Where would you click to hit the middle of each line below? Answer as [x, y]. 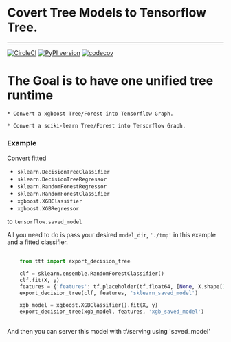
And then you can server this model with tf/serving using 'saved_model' [109, 332]
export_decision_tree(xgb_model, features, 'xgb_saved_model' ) [112, 312]
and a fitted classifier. [38, 242]
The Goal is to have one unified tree [110, 81]
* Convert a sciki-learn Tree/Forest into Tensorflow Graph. [97, 125]
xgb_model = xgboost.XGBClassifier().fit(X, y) [89, 305]
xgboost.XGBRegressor [48, 209]
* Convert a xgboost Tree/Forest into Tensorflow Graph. [90, 114]
